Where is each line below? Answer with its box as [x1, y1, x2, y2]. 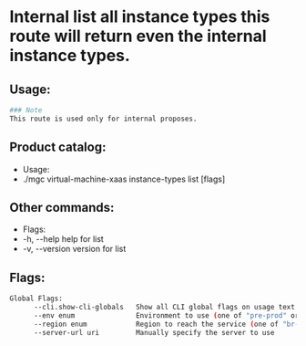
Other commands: [9, 199, 115, 215]
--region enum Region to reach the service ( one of [33, 320, 280, 329]
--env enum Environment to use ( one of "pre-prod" [33, 310, 287, 320]
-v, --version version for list [22, 244, 127, 255]
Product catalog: [9, 140, 107, 155]
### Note [9, 106, 43, 115]
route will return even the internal [9, 26, 267, 47]
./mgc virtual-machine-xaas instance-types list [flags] [22, 173, 226, 184]
